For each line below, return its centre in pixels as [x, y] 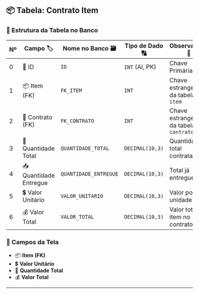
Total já [180, 170]
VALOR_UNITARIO [82, 196]
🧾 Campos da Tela [33, 242]
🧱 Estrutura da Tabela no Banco [52, 30]
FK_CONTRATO [78, 121]
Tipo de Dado [144, 46]
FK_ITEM [71, 90]
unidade [181, 200]
